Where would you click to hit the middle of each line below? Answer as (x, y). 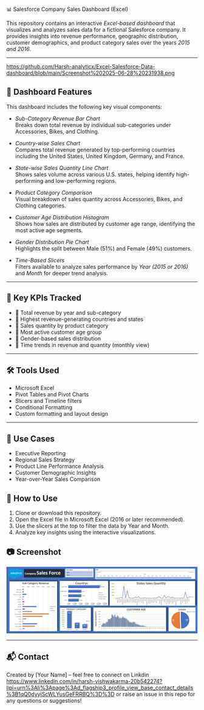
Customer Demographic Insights (56, 473)
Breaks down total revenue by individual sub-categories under (93, 125)
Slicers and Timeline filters (48, 401)
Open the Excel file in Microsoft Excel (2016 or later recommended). (100, 520)
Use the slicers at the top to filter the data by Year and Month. (92, 526)
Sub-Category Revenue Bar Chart (57, 119)
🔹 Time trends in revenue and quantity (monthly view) (82, 345)
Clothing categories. (40, 205)
